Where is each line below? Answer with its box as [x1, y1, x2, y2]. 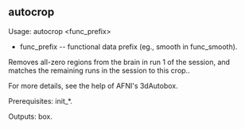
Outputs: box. [8, 112, 53, 121]
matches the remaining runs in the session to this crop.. [8, 66, 190, 75]
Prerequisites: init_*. [8, 96, 73, 105]
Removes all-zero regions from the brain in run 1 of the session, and [8, 57, 231, 66]
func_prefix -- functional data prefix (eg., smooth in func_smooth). [19, 42, 238, 51]
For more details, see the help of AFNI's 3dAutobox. [8, 81, 179, 90]
